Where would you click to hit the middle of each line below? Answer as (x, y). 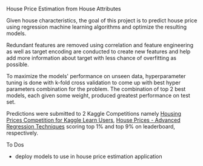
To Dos (15, 144)
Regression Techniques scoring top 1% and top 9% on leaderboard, (91, 126)
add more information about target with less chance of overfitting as (92, 58)
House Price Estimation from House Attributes (64, 9)
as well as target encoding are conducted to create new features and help (98, 51)
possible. (18, 64)
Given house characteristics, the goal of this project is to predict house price (102, 20)
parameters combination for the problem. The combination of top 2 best (96, 89)
